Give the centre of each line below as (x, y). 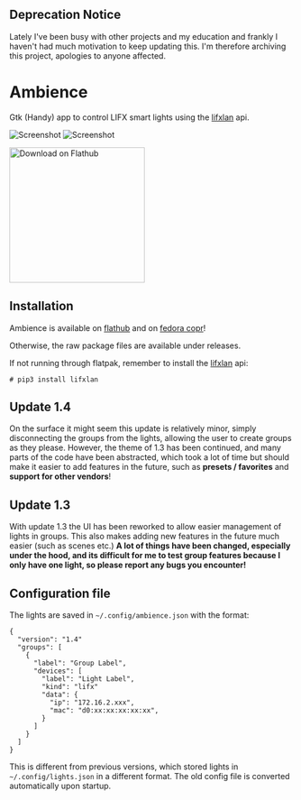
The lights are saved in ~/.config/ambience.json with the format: (129, 615)
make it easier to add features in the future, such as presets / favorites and (149, 467)
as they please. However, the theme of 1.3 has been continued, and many (146, 448)
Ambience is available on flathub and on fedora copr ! (108, 327)
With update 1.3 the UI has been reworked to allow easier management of (146, 527)
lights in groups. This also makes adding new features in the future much (145, 537)
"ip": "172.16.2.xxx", (92, 703)
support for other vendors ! (60, 476)
